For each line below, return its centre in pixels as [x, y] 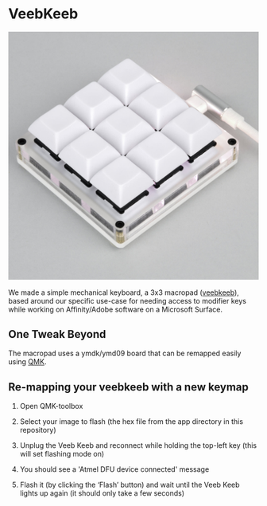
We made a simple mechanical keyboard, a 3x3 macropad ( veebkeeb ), [124, 292]
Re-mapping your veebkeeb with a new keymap [128, 387]
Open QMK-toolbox [51, 406]
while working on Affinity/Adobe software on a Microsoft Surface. [116, 309]
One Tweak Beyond [57, 334]
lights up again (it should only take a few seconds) [102, 493]
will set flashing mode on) [62, 454]
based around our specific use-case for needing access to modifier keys [127, 300]
